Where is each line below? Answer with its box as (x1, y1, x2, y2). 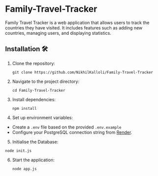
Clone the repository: (12, 60, 55, 66)
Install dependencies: (12, 97, 56, 102)
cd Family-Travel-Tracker (12, 88, 65, 93)
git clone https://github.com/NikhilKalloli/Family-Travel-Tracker (12, 70, 153, 75)
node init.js (5, 148, 32, 153)
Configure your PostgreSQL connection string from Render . (12, 129, 132, 135)
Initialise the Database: (12, 139, 58, 145)
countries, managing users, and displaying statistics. (5, 30, 111, 36)
